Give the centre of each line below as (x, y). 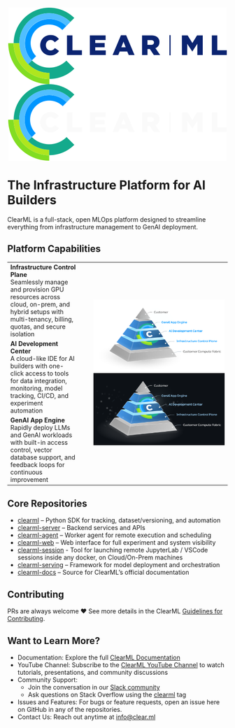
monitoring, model (36, 388)
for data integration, (39, 380)
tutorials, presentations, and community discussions (93, 672)
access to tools (47, 373)
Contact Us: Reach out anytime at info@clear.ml (86, 717)
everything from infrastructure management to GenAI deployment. (102, 227)
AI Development (34, 343)
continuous (27, 472)
